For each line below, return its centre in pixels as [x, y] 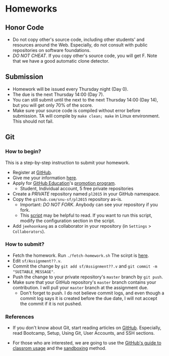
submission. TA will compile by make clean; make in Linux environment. [86, 116]
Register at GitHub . [32, 172]
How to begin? [23, 151]
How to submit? [25, 244]
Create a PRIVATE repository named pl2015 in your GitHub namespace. [86, 194]
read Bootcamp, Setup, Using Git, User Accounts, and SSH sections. [83, 333]
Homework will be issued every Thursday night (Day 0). [70, 89]
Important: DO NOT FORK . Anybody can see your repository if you [89, 205]
